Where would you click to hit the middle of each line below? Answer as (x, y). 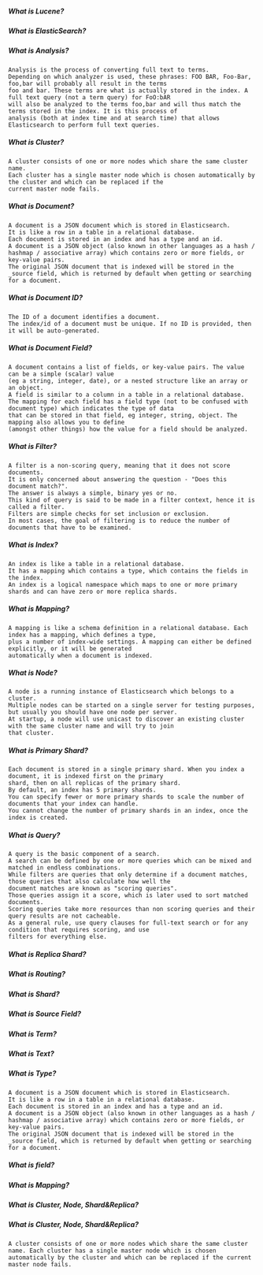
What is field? (31, 1165)
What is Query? (34, 836)
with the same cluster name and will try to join (91, 726)
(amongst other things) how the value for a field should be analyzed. (128, 429)
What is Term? (33, 1034)
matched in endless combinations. (65, 868)
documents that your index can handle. (74, 804)
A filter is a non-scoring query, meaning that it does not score (119, 465)
